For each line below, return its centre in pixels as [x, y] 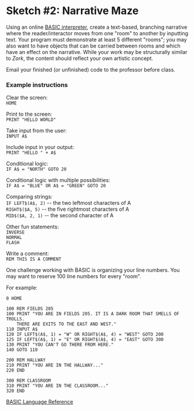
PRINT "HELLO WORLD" [31, 120]
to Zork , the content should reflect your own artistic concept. [80, 58]
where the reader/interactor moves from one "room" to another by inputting [97, 33]
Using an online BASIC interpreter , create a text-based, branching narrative [97, 27]
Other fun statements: [33, 227]
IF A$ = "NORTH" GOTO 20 [36, 169]
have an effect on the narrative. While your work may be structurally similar [97, 52]
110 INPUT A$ [22, 329]
